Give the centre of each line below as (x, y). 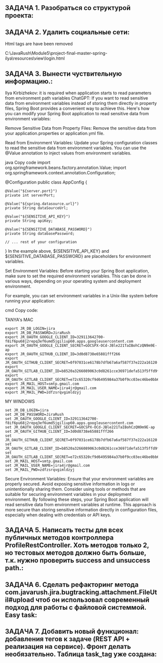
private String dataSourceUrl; (37, 208)
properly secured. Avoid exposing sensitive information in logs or (70, 484)
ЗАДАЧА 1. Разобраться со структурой (68, 8)
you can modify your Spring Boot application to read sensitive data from (77, 114)
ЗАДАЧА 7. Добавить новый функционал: (72, 632)
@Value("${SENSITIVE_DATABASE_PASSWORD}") (49, 229)
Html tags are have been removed (39, 44)
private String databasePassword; (40, 234)
